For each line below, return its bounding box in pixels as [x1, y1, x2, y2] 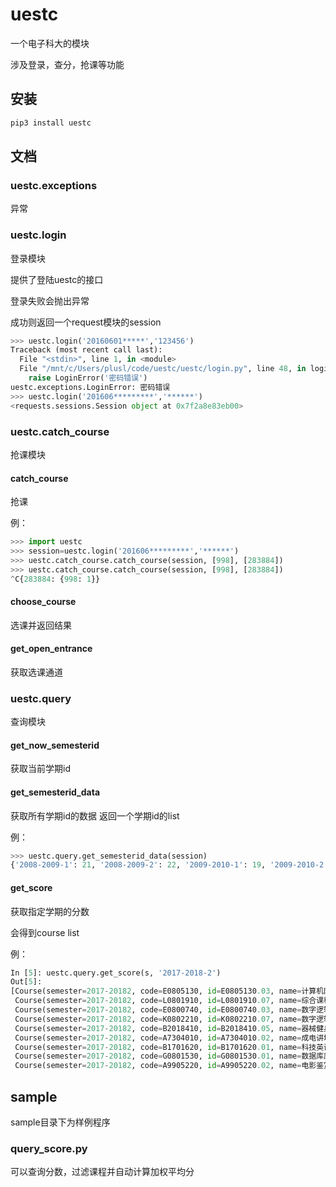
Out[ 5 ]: [10, 977, 43, 987]
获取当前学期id [10, 763, 71, 775]
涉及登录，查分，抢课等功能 [10, 58, 125, 70]
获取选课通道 [10, 666, 63, 678]
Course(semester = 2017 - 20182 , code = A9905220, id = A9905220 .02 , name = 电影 [14, 1061, 317, 1071]
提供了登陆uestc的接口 [10, 273, 104, 285]
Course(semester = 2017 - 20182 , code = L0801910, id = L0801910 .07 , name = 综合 [14, 996, 317, 1006]
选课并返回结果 [10, 619, 72, 631]
